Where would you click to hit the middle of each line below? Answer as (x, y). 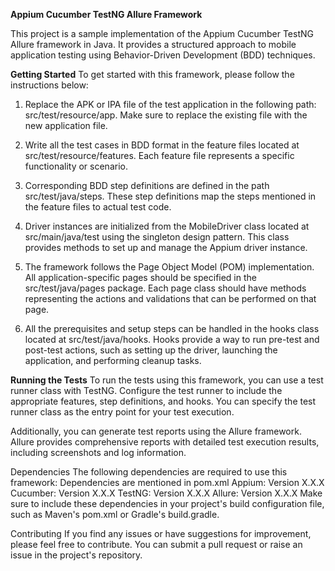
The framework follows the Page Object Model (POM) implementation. (169, 267)
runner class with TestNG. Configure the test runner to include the (146, 390)
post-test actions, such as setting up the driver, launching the (151, 350)
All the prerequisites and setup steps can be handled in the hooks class (172, 328)
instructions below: (49, 85)
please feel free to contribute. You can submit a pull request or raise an (156, 544)
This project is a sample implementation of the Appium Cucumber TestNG (162, 33)
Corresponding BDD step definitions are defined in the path (147, 185)
